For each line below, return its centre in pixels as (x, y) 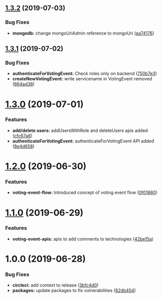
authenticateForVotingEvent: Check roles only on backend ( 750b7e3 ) (85, 73)
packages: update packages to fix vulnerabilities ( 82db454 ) (74, 291)
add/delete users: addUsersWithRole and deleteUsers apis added (80, 130)
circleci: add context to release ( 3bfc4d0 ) (55, 285)
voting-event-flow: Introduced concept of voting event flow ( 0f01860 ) (85, 192)
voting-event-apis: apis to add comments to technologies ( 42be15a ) (83, 239)
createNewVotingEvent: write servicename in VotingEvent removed (82, 79)
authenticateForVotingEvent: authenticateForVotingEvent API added (83, 141)
